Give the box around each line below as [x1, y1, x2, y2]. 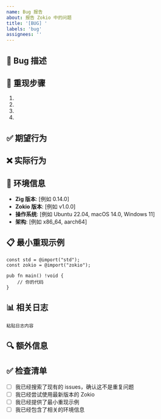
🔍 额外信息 [6, 341, 49, 351]
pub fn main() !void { [6, 273, 64, 279]
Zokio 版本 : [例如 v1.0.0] [15, 203, 76, 210]
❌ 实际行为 [6, 155, 47, 166]
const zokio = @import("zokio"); [6, 262, 91, 268]
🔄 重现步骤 [6, 78, 46, 88]
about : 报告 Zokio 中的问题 [6, 15, 72, 21]
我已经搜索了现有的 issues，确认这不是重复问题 [15, 383, 134, 390]
